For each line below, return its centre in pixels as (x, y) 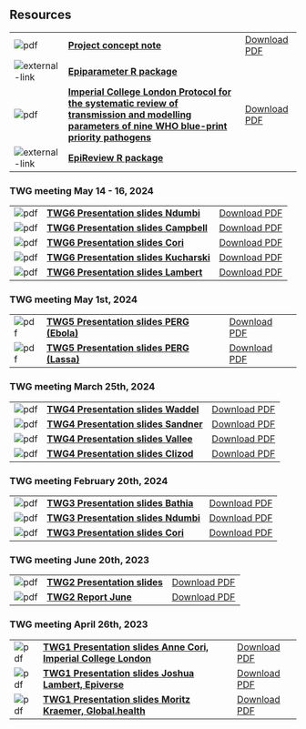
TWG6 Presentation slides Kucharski (129, 258)
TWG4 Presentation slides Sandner (125, 424)
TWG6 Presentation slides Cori (116, 243)
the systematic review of (123, 103)
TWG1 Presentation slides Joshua (118, 673)
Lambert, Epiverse (83, 684)
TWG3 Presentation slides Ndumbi (123, 518)
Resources (41, 15)
